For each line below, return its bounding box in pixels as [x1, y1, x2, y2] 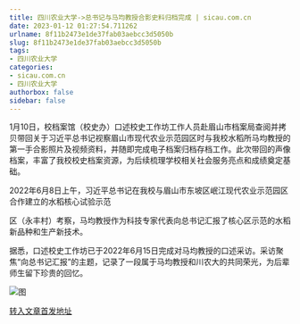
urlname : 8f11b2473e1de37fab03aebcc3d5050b [9, 29, 174, 38]
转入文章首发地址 [9, 305, 72, 317]
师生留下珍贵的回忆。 [9, 268, 87, 278]
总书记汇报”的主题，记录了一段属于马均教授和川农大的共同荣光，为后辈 [28, 256, 290, 268]
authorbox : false [9, 87, 74, 96]
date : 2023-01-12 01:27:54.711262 [9, 21, 138, 30]
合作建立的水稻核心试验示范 [9, 196, 112, 207]
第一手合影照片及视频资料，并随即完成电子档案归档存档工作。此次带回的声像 [9, 144, 291, 154]
